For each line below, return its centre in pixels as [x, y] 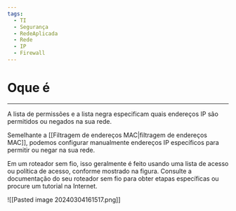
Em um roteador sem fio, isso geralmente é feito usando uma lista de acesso [118, 163]
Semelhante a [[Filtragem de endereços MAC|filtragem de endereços [107, 135]
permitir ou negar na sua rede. [51, 150]
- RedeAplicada [36, 33]
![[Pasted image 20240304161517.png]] [64, 199]
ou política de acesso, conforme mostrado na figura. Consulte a [99, 171]
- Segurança [31, 27]
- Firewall [29, 53]
